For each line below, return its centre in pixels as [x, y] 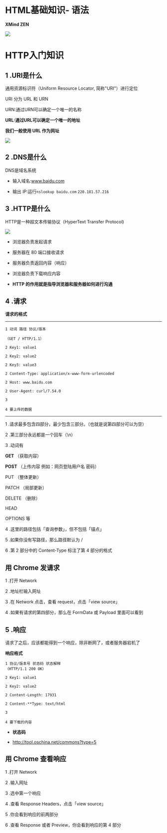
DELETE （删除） [23, 498]
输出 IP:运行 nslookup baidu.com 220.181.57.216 [61, 191]
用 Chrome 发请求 [33, 567]
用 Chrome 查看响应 [36, 759]
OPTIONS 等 [18, 519]
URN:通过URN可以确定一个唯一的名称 [43, 109]
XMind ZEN [17, 24]
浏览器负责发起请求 [32, 241]
